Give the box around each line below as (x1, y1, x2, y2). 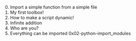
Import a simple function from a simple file (9, 4, 97, 10)
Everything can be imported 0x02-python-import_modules (9, 31, 131, 36)
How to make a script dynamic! (9, 15, 74, 20)
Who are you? (9, 25, 39, 31)
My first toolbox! (9, 9, 44, 15)
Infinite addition (9, 20, 42, 26)
